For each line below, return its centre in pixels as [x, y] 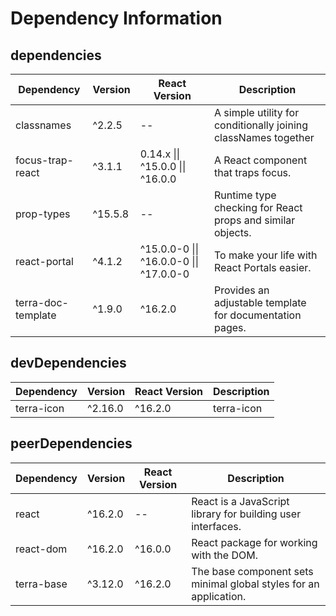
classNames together [264, 137]
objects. [232, 232]
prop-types [43, 214]
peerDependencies [71, 443]
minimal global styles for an [255, 584]
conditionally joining [261, 125]
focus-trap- [44, 160]
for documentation [257, 315]
